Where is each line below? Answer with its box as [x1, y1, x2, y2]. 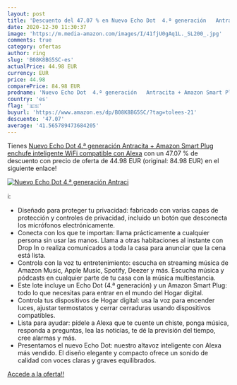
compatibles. [17, 311, 56, 319]
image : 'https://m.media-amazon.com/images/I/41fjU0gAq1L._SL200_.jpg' [7, 30, 222, 37]
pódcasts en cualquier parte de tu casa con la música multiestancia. [17, 273, 217, 282]
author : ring [7, 50, 46, 57]
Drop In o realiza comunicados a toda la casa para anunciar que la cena [17, 243, 226, 251]
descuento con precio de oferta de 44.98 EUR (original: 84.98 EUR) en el [7, 156, 219, 165]
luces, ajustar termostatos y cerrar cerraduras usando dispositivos [17, 303, 212, 312]
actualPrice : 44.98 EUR [7, 63, 78, 70]
